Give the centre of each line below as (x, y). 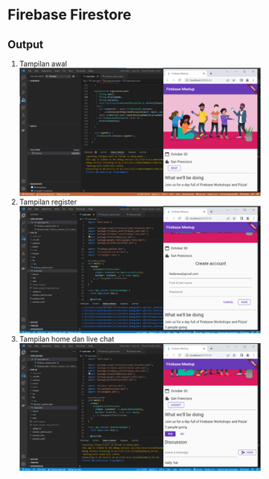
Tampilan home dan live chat (67, 338)
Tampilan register (48, 202)
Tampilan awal (43, 63)
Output (25, 45)
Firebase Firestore (69, 15)
